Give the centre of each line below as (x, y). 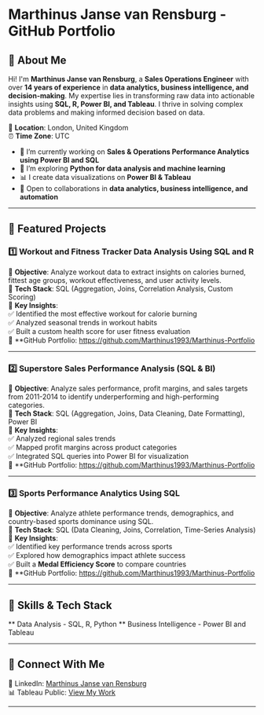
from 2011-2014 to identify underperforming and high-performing (114, 396)
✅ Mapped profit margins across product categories (93, 447)
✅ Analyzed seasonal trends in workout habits (83, 322)
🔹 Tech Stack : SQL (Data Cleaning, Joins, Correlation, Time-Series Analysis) (132, 530)
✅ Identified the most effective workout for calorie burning (103, 313)
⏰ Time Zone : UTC (39, 136)
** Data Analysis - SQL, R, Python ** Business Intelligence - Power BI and (127, 624)
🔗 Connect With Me (57, 664)
